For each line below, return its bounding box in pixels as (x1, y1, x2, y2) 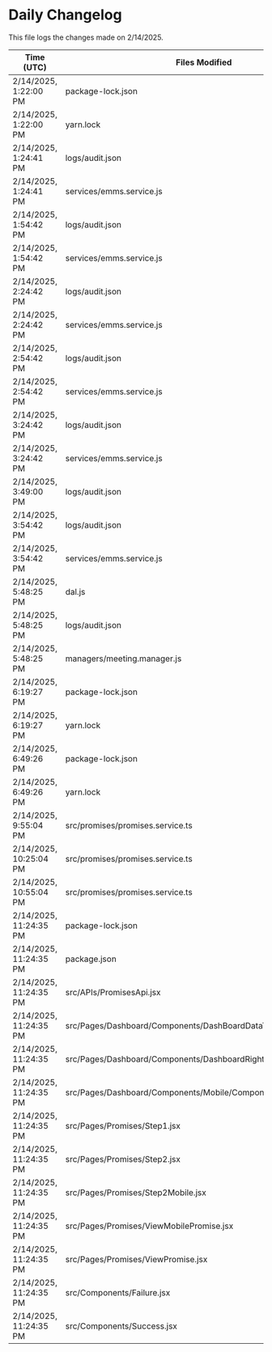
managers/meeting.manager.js (65, 653, 182, 664)
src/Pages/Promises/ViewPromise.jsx (65, 1253, 208, 1265)
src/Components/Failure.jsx (65, 1286, 171, 1298)
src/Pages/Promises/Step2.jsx (65, 1153, 181, 1164)
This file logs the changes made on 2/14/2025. (8, 32, 164, 42)
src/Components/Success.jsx (65, 1320, 178, 1332)
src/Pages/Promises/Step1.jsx (65, 1120, 181, 1131)
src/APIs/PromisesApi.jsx (65, 986, 161, 998)
